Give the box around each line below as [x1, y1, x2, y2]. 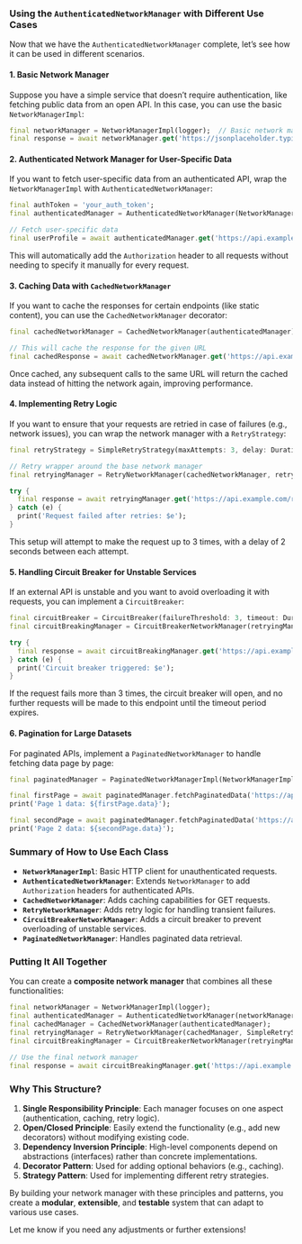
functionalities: [9, 985, 65, 996]
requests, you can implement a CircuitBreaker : [9, 596, 184, 607]
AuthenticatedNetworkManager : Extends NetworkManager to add [22, 875, 251, 886]
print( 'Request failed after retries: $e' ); [17, 512, 187, 521]
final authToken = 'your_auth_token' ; [9, 201, 155, 210]
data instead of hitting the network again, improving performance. [9, 378, 253, 389]
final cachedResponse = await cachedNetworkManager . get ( [9, 352, 227, 361]
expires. [9, 707, 40, 718]
